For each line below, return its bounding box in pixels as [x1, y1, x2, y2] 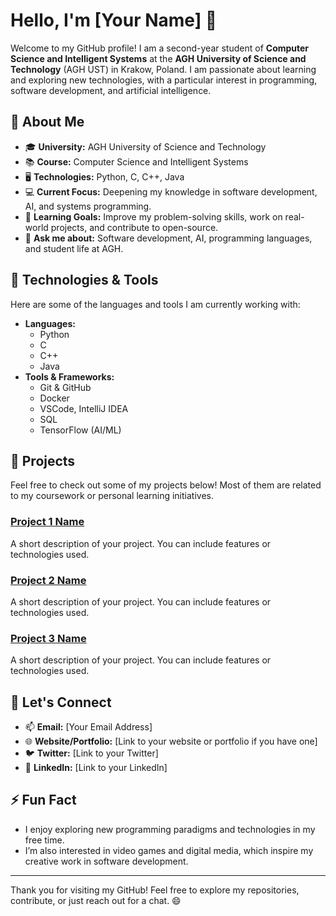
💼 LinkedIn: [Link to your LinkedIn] [24, 762, 168, 774]
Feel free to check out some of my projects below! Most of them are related [10, 479, 322, 491]
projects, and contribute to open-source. [50, 221, 219, 233]
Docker [39, 392, 70, 404]
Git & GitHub [39, 381, 92, 393]
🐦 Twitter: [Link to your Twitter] [24, 747, 159, 759]
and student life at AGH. [24, 242, 124, 254]
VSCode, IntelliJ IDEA [39, 402, 129, 414]
